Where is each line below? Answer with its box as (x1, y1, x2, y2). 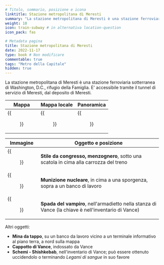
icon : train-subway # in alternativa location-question (5, 25, 121, 30)
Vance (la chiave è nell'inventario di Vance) (41, 206, 140, 213)
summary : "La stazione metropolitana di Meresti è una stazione (5, 16, 139, 21)
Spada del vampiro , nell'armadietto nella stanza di (41, 200, 157, 207)
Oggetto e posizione (74, 140, 123, 147)
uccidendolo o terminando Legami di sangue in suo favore (12, 254, 130, 260)
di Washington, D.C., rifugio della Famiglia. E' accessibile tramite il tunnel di (5, 85, 156, 90)
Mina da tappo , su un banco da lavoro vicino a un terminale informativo (12, 233, 156, 240)
